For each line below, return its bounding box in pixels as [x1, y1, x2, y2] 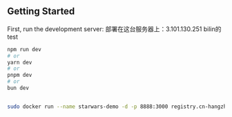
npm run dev [7, 46, 41, 53]
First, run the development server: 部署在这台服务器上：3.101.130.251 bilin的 [7, 24, 222, 33]
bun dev [7, 84, 30, 92]
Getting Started [7, 6, 75, 17]
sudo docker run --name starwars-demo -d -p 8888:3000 [7, 103, 168, 110]
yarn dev [7, 59, 32, 66]
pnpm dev [7, 72, 32, 79]
